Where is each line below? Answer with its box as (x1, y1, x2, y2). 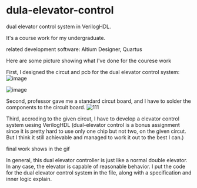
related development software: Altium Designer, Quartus (6, 45, 142, 53)
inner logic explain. (6, 175, 52, 182)
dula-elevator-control (6, 4, 114, 17)
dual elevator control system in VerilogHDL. (6, 23, 111, 30)
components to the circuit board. (6, 103, 86, 110)
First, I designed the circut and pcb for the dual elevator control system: (6, 68, 180, 75)
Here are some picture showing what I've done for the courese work (6, 57, 172, 64)
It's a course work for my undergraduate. (6, 34, 106, 41)
